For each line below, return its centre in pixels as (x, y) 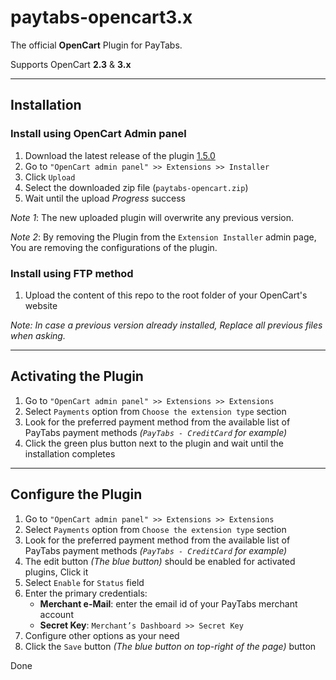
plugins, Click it (56, 572)
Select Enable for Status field (84, 582)
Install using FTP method (72, 273)
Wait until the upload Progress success (105, 198)
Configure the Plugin (76, 494)
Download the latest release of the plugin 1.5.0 (120, 155)
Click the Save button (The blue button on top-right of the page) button (170, 646)
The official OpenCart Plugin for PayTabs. (96, 45)
